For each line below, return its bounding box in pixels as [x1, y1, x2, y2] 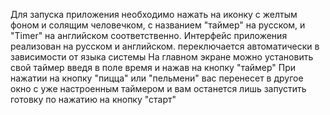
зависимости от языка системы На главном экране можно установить [10, 51, 314, 63]
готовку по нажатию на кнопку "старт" [10, 94, 177, 105]
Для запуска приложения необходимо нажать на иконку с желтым [10, 9, 298, 20]
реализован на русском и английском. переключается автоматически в [10, 40, 320, 52]
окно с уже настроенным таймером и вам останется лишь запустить [10, 83, 307, 94]
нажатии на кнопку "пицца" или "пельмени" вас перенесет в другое [10, 72, 304, 84]
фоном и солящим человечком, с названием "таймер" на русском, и [10, 19, 306, 31]
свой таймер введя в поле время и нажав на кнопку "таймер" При [10, 62, 297, 73]
